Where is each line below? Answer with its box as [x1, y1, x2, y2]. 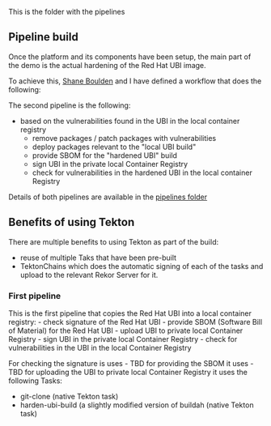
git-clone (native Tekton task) [19, 391, 119, 401]
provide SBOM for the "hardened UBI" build [32, 150, 178, 160]
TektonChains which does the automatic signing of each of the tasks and [19, 261, 264, 271]
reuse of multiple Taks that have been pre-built [19, 253, 176, 262]
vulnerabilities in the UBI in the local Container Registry [8, 343, 192, 352]
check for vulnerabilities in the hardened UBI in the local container [32, 168, 252, 177]
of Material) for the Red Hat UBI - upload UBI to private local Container [8, 326, 243, 335]
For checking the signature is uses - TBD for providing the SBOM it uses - [8, 358, 254, 368]
